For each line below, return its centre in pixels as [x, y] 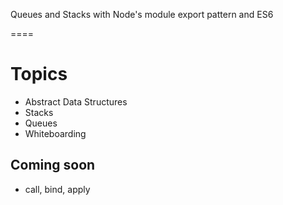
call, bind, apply [57, 189]
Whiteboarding [55, 133]
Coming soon [53, 165]
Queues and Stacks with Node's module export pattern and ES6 [142, 14]
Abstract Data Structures [76, 101]
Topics [39, 74]
